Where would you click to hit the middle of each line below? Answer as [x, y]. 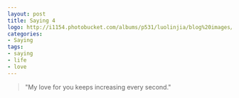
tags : [15, 47]
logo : [15, 27]
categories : [25, 34]
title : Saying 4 [31, 21]
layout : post [27, 14]
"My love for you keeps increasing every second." [98, 87]
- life [17, 60]
